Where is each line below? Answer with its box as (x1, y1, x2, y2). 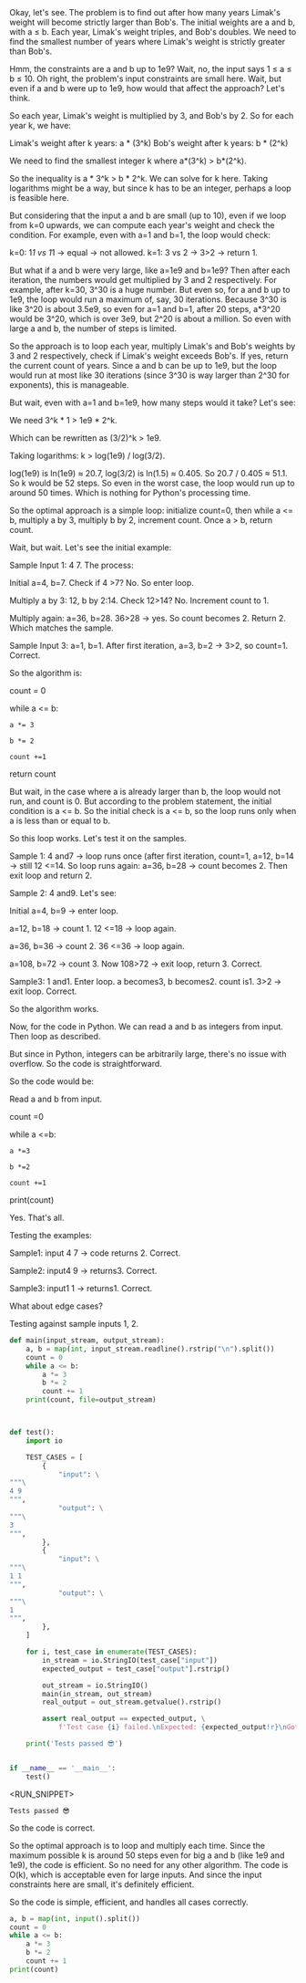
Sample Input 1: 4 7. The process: (9, 559, 134, 570)
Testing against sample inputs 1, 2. (9, 1319, 139, 1329)
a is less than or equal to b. (9, 815, 111, 826)
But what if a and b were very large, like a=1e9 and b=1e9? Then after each (9, 265, 291, 276)
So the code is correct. (9, 1822, 96, 1833)
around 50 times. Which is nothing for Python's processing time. (9, 487, 251, 498)
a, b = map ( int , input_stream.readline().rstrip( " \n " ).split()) (25, 1344, 275, 1353)
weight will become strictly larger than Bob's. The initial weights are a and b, (9, 16, 296, 27)
